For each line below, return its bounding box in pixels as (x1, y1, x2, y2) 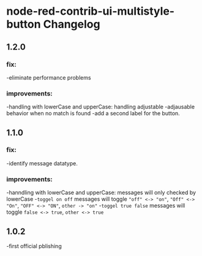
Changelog (43, 17, 100, 31)
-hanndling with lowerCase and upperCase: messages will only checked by (6, 189, 196, 197)
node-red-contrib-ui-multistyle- (6, 4, 175, 18)
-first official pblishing (6, 242, 62, 249)
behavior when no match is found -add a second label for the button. (6, 110, 181, 117)
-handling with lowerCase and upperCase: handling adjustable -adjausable (6, 103, 195, 111)
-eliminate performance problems (6, 73, 91, 81)
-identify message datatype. (6, 159, 78, 167)
